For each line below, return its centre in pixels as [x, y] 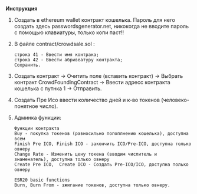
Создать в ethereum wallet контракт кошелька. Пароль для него [94, 20]
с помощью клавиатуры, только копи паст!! [69, 32]
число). [49, 106]
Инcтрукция [22, 9]
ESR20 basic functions [42, 180]
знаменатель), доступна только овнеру [62, 159]
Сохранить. [27, 65]
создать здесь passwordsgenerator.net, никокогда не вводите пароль [101, 26]
